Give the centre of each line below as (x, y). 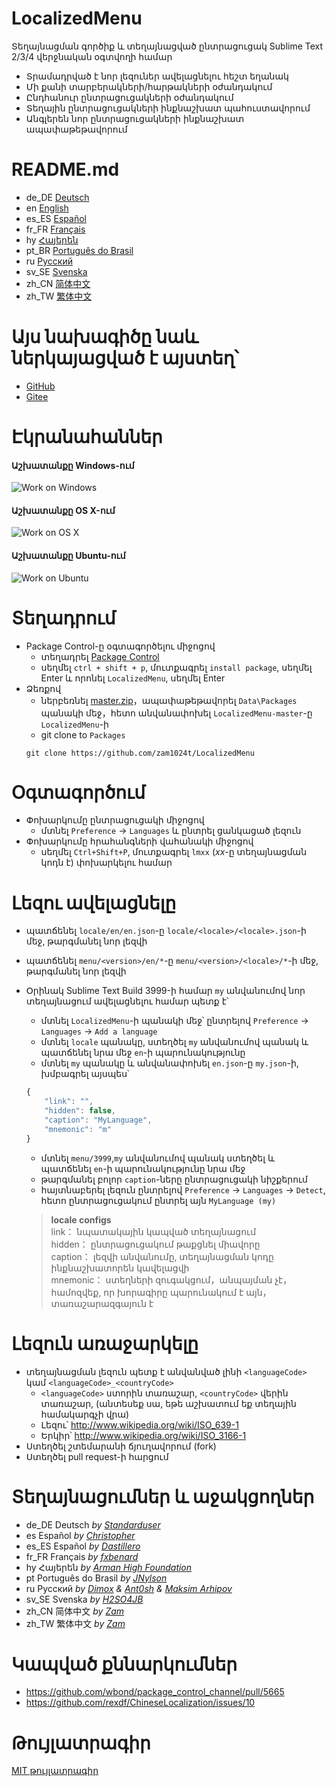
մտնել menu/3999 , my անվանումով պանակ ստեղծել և (158, 1158)
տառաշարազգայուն (99, 1303)
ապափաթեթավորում (76, 129)
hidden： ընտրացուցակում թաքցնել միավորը (155, 1244)
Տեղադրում (63, 618)
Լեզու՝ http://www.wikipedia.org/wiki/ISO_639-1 (139, 1424)
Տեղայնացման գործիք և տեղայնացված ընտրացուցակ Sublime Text (167, 46)
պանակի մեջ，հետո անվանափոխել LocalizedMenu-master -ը (176, 713)
